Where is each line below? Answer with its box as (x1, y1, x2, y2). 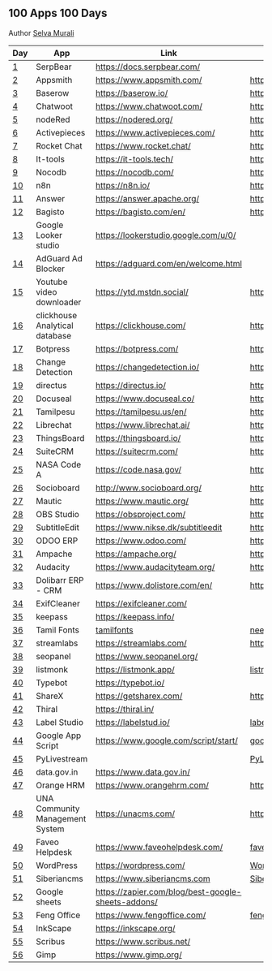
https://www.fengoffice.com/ (96, 909, 206, 921)
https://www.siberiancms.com (96, 873, 210, 884)
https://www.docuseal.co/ (96, 393, 195, 404)
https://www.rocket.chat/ (96, 140, 192, 151)
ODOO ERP (36, 535, 79, 546)
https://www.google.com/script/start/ (96, 735, 239, 746)
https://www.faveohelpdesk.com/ (96, 841, 223, 852)
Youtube (36, 276, 68, 287)
